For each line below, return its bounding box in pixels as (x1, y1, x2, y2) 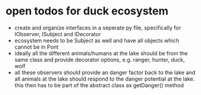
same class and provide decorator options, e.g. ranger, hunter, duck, (14, 56, 185, 63)
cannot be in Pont (14, 43, 59, 51)
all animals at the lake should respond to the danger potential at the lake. (14, 75, 195, 82)
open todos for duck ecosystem (5, 4, 168, 18)
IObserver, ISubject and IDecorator (14, 30, 101, 37)
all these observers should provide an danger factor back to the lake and (14, 69, 196, 76)
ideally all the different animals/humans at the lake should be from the (14, 49, 188, 57)
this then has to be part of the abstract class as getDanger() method (14, 81, 184, 88)
